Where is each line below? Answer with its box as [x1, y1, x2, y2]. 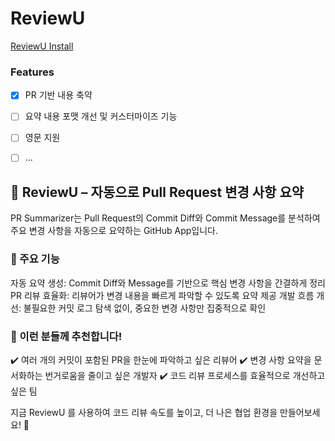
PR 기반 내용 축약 [24, 89, 93, 101]
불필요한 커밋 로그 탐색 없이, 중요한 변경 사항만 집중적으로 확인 [23, 302, 267, 314]
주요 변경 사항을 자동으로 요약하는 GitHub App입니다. [10, 225, 218, 237]
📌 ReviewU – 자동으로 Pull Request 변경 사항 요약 [10, 183, 305, 201]
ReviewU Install [10, 40, 74, 52]
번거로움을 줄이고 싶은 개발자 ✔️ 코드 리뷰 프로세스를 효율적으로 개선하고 [44, 369, 326, 381]
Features [10, 65, 55, 79]
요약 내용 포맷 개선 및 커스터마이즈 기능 [24, 110, 178, 122]
